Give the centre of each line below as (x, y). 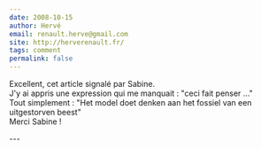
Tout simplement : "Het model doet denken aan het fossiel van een (130, 102)
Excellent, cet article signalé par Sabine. (82, 84)
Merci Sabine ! (35, 122)
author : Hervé (35, 26)
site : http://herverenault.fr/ (67, 42)
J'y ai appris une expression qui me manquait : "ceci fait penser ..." (131, 93)
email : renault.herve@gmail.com (69, 34)
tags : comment (35, 51)
